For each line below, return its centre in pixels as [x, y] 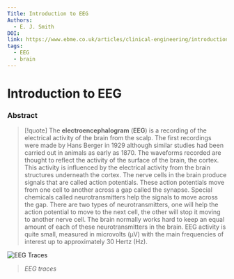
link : [15, 40]
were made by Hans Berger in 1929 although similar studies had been [124, 145]
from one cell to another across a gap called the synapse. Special [118, 190]
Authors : [20, 20]
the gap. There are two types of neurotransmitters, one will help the [121, 205]
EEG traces [40, 269]
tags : [15, 46]
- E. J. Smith [34, 27]
